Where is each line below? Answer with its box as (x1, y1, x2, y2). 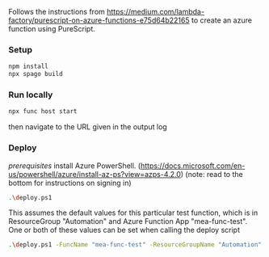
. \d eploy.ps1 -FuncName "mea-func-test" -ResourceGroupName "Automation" (8, 241, 263, 249)
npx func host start (8, 107, 78, 116)
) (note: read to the (180, 169, 244, 179)
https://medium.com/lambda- (106, 7, 204, 16)
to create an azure (191, 15, 253, 25)
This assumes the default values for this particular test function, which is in (8, 208, 258, 217)
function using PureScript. (8, 24, 95, 33)
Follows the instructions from (8, 7, 105, 16)
